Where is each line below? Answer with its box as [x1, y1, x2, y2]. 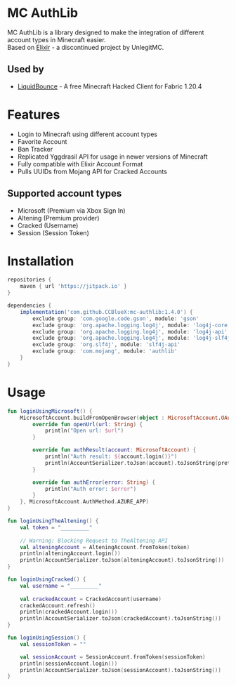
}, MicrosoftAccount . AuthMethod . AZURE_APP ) [20, 499, 150, 506]
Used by [7, 63, 44, 75]
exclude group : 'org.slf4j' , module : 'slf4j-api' [32, 341, 181, 348]
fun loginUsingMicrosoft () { [7, 407, 93, 415]
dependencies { [7, 302, 52, 310]
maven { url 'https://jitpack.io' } [20, 283, 128, 290]
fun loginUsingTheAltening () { [7, 517, 99, 525]
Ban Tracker [17, 145, 53, 153]
